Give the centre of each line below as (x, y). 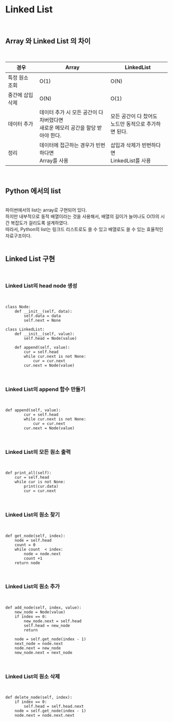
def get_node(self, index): (36, 536)
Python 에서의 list (33, 191)
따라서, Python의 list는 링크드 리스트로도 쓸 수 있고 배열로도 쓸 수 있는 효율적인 (84, 229)
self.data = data (42, 316)
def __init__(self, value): (45, 334)
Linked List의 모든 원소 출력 (38, 452)
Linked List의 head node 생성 (41, 286)
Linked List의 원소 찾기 (33, 515)
